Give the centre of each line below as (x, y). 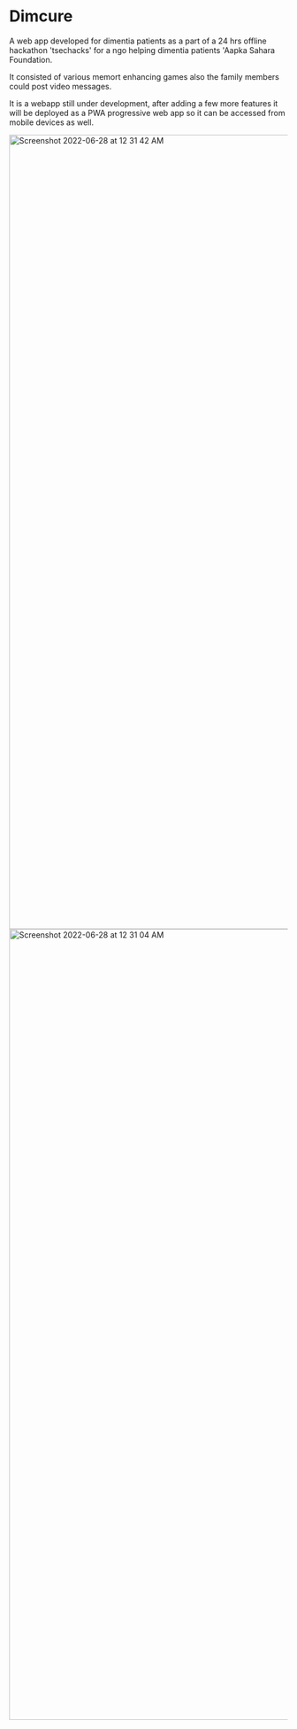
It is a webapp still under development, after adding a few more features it (144, 103)
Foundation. (31, 59)
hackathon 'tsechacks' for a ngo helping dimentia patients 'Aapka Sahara (142, 50)
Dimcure (41, 16)
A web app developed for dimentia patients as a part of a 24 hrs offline (138, 41)
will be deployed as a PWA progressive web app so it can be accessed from (147, 113)
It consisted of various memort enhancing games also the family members (145, 76)
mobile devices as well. (52, 122)
